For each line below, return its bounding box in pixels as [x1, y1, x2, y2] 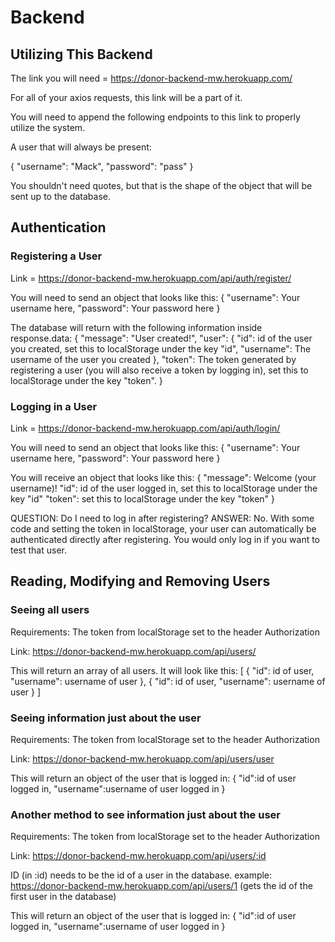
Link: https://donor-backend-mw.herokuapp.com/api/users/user [10, 752, 275, 765]
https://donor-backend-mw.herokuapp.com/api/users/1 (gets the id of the [10, 880, 313, 892]
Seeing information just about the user [10, 711, 202, 725]
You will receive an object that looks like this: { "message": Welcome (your [10, 471, 317, 483]
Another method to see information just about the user [10, 807, 281, 821]
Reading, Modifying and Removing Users [10, 573, 271, 590]
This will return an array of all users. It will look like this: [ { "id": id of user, [10, 664, 315, 676]
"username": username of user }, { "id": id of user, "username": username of [10, 675, 326, 687]
